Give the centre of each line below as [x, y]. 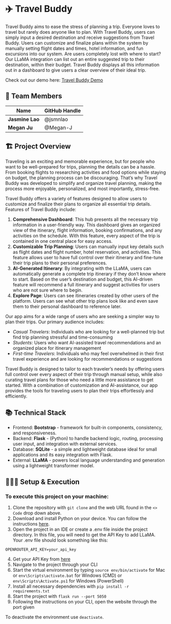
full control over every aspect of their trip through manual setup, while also [84, 374]
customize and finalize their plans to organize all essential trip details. [78, 204]
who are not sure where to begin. [47, 290]
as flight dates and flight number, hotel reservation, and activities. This [87, 252]
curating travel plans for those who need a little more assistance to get [79, 380]
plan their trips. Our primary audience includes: [55, 322]
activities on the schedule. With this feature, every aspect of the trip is [87, 236]
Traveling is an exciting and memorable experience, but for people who [80, 161]
